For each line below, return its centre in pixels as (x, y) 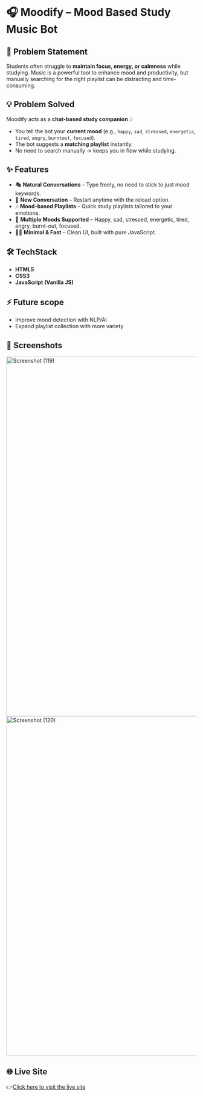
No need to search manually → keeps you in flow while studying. (95, 150)
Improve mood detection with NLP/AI (61, 320)
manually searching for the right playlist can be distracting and (84, 79)
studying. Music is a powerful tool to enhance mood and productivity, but (97, 73)
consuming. (21, 85)
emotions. (27, 213)
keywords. (28, 193)
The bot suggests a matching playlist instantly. (74, 144)
